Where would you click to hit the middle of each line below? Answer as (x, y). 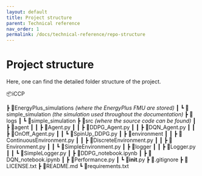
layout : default (27, 12)
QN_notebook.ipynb (33, 160)
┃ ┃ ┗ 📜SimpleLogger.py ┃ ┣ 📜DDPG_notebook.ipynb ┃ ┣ (77, 153)
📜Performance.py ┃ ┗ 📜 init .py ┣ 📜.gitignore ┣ (127, 160)
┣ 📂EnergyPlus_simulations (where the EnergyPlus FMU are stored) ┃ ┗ (95, 108)
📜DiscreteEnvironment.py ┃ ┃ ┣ (129, 140)
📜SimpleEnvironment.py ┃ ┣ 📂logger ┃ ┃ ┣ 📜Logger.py (128, 147)
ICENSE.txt (22, 166)
